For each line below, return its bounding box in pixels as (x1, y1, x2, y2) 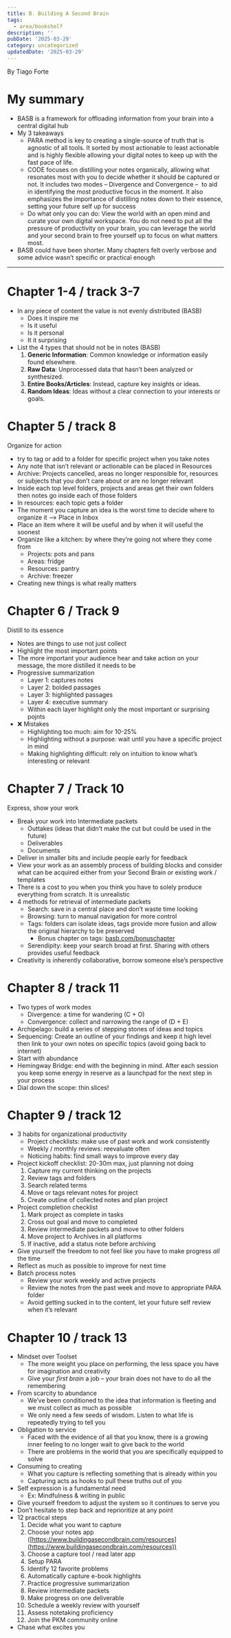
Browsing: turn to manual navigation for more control (27, 912, 177, 920)
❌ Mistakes (16, 720, 49, 728)
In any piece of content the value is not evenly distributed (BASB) (16, 306, 202, 315)
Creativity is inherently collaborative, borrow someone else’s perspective (16, 956, 223, 964)
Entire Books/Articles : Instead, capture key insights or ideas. (27, 379, 201, 388)
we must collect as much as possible (27, 1404, 132, 1412)
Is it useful (27, 321, 57, 329)
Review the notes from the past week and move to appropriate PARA (27, 1283, 221, 1292)
